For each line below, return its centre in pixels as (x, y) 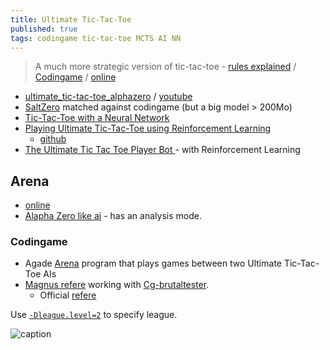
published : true (44, 29)
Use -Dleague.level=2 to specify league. (94, 315)
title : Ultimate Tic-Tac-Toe (71, 19)
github (53, 139)
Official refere (68, 295)
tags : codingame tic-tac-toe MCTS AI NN (96, 38)
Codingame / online (75, 77)
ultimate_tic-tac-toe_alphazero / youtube (108, 97)
